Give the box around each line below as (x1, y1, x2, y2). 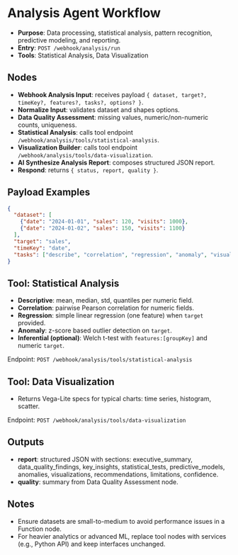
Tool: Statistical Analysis (7, 277, 120, 289)
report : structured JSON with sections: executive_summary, (17, 455, 193, 464)
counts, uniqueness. (17, 120, 77, 129)
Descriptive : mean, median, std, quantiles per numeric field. (17, 296, 193, 305)
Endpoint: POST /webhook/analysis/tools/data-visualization (7, 416, 186, 425)
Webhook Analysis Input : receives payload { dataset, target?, (17, 90, 208, 99)
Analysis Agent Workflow (7, 5, 161, 21)
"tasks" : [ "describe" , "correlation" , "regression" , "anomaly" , (13, 251, 208, 258)
